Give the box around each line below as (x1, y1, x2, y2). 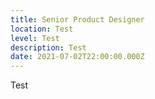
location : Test (10, 24, 74, 34)
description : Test (10, 42, 87, 53)
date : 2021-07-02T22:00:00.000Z (10, 52, 145, 62)
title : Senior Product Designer (10, 14, 145, 25)
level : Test (10, 33, 60, 43)
